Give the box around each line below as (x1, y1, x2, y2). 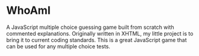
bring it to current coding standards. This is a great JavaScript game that (6, 36, 187, 43)
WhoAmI (6, 4, 51, 17)
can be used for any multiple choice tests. (6, 43, 110, 50)
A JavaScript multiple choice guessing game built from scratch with (6, 23, 174, 31)
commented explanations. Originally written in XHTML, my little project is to (6, 30, 194, 37)
